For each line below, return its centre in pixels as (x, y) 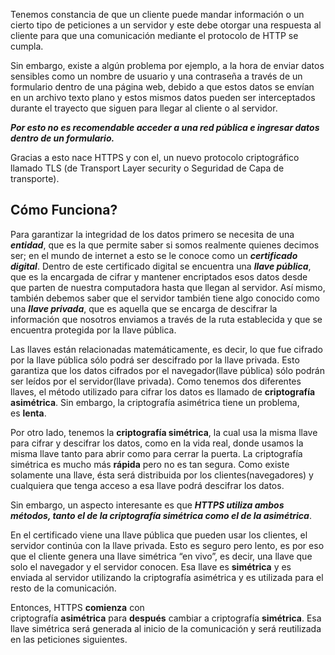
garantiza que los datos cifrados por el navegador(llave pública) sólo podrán (167, 370)
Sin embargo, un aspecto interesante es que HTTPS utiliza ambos (147, 505)
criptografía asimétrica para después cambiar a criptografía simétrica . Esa (166, 618)
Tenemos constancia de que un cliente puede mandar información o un (157, 14)
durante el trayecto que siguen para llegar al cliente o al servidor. (144, 108)
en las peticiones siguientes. (69, 639)
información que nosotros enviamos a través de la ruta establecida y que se (166, 319)
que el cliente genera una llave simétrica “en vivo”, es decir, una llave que (161, 556)
